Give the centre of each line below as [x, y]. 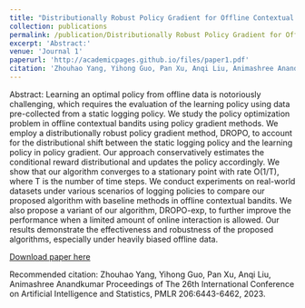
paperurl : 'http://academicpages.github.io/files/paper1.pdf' [129, 60]
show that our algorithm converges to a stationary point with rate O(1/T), [144, 171]
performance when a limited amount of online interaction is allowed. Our [144, 220]
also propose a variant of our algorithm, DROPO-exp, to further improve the [150, 210]
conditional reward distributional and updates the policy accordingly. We [144, 162]
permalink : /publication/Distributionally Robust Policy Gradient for [146, 35]
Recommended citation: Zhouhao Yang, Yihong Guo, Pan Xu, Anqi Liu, [140, 274]
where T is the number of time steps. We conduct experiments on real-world [152, 181]
